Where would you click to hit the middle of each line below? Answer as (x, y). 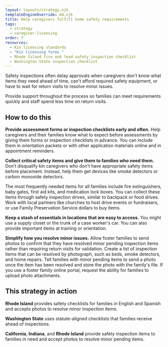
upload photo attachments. (33, 275)
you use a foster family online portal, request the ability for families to (77, 270)
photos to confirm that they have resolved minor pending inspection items (82, 244)
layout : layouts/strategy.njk (37, 10)
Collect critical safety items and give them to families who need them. (80, 161)
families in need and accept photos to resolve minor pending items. (75, 339)
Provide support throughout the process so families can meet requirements (83, 96)
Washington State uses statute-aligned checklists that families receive (79, 318)
